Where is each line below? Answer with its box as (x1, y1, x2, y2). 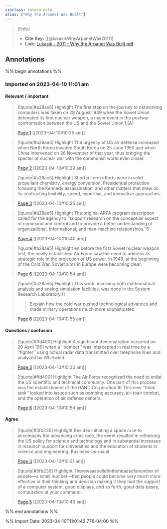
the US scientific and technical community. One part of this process (17, 379, 157, 385)
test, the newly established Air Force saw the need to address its (17, 251, 151, 257)
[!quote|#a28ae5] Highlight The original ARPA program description (17, 210, 155, 216)
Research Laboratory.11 (17, 291, 65, 297)
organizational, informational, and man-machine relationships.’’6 (17, 226, 150, 232)
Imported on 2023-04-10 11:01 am (5, 81, 89, 88)
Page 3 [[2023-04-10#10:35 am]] (17, 200, 86, 206)
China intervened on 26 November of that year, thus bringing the (17, 150, 151, 156)
